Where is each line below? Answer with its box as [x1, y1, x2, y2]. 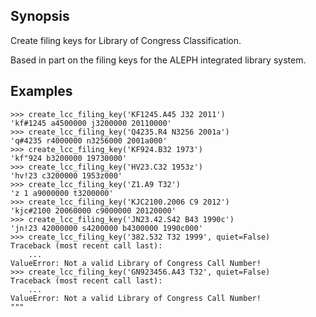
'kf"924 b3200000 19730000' [10, 153, 128, 163]
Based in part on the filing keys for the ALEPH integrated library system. [10, 54, 307, 66]
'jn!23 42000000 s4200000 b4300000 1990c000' [10, 223, 203, 233]
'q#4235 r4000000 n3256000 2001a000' [10, 135, 168, 146]
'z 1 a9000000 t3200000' [10, 188, 114, 198]
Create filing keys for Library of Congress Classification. [10, 34, 242, 46]
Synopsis [10, 8, 70, 25]
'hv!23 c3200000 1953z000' [10, 170, 123, 181]
